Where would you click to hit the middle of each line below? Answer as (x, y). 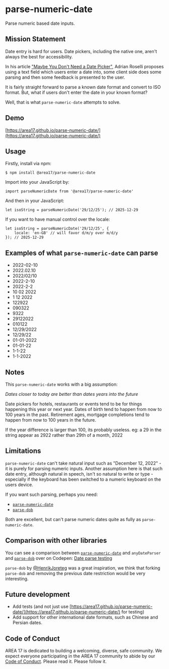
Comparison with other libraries (56, 541)
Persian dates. (27, 623)
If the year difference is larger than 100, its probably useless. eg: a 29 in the (83, 430)
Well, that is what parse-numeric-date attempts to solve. (63, 102)
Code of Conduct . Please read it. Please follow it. (56, 661)
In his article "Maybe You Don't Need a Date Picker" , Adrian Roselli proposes (84, 66)
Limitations (23, 451)
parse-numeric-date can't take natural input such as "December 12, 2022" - (83, 463)
